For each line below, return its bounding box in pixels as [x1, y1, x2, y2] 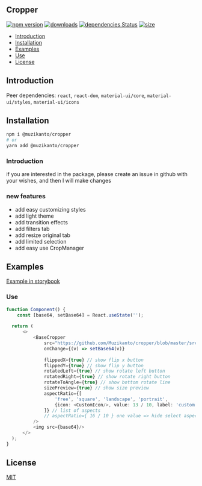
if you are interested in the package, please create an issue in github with [6, 171, 188, 178]
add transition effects [14, 218, 68, 226]
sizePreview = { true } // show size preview [44, 385, 149, 391]
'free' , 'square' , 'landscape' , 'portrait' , [54, 396, 168, 402]
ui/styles [6, 99, 31, 105]
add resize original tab [14, 232, 71, 239]
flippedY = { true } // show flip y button [44, 362, 144, 368]
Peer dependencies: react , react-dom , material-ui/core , [6, 92, 146, 99]
